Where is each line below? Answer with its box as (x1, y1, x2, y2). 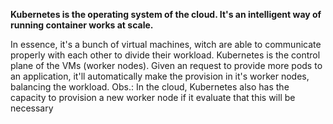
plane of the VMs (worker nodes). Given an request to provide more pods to (10, 60, 323, 71)
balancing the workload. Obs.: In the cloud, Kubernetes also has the (10, 81, 290, 93)
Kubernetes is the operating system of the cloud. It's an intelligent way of (10, 9, 322, 20)
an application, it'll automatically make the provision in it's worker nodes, (10, 70, 310, 82)
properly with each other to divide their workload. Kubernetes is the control (10, 49, 321, 61)
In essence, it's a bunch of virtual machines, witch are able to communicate (10, 39, 322, 50)
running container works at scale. (10, 19, 154, 31)
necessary (10, 102, 54, 114)
